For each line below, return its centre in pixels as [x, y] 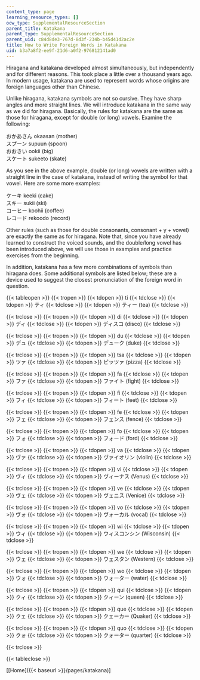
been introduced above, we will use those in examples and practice [89, 249]
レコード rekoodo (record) [38, 218]
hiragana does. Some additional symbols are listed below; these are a [92, 273]
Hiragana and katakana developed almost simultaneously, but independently [100, 68]
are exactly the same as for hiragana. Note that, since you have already [94, 236]
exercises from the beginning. [43, 255]
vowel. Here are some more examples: [53, 183]
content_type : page [30, 12]
